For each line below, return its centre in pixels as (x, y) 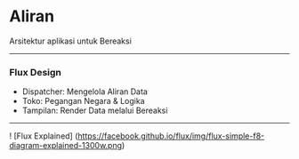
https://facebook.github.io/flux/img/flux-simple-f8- (171, 136)
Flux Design (36, 72)
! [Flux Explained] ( (44, 136)
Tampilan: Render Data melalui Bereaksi (95, 111)
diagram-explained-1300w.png (66, 146)
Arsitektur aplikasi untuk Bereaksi (70, 41)
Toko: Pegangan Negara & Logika (83, 101)
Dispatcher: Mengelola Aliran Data (85, 91)
